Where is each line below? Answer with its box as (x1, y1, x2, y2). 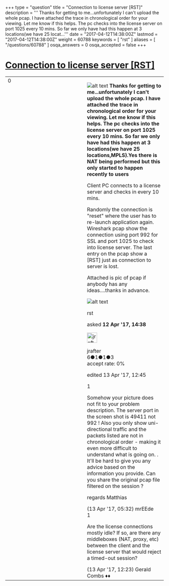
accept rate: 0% (87, 360, 125, 367)
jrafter (87, 347, 102, 354)
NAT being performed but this (87, 158, 160, 165)
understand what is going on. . (87, 451, 158, 458)
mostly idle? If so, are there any (87, 529, 161, 536)
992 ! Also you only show (87, 419, 147, 426)
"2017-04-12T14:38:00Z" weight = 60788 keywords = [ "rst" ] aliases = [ (5, 36, 155, 42)
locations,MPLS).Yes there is (87, 152, 157, 159)
